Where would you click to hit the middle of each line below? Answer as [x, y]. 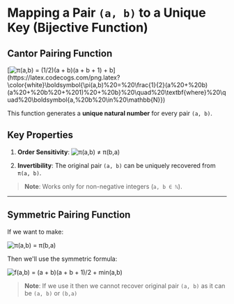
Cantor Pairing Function [60, 53]
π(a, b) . [29, 173]
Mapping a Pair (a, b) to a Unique [107, 13]
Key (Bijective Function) [78, 28]
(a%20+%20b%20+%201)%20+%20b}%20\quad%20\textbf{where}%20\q [117, 92]
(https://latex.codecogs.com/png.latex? [64, 77]
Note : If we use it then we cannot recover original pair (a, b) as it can [125, 286]
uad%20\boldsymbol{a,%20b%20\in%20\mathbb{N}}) [86, 100]
